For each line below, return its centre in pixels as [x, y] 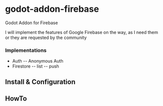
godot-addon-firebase [52, 9]
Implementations [26, 50]
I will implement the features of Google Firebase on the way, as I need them [82, 32]
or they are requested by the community [46, 37]
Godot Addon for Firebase [32, 23]
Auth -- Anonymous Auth [38, 61]
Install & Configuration [40, 82]
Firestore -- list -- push [35, 66]
